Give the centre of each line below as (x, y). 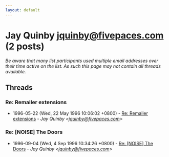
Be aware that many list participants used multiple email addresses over (82, 61)
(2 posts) (25, 46)
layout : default (23, 10)
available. (16, 71)
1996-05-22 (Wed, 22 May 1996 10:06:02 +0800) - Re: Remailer (80, 113)
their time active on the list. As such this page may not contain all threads (83, 66)
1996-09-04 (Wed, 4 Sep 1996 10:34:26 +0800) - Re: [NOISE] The (83, 143)
